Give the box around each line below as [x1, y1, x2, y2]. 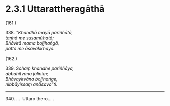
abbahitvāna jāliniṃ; [5, 70, 49, 76]
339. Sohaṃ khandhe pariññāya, [5, 65, 74, 71]
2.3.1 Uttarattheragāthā [5, 3, 105, 15]
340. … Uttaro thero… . [5, 95, 54, 101]
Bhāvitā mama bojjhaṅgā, [5, 40, 60, 46]
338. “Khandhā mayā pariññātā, [5, 29, 73, 35]
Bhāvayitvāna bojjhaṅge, [5, 76, 58, 82]
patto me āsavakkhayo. [5, 45, 55, 51]
